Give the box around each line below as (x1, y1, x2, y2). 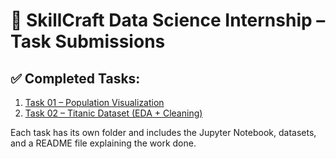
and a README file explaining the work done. (10, 137, 197, 149)
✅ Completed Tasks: (10, 70, 141, 87)
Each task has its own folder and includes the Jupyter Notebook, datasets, (10, 127, 317, 138)
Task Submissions (10, 30, 166, 53)
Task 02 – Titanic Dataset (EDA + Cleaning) (24, 107, 203, 119)
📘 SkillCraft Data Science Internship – (10, 9, 326, 32)
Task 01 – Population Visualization (24, 97, 165, 108)
